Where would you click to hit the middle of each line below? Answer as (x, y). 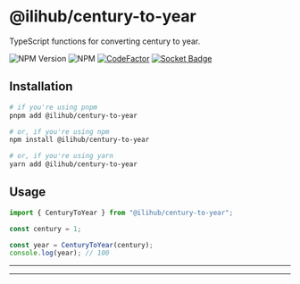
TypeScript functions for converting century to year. (105, 41)
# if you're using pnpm (54, 107)
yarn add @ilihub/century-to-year (74, 164)
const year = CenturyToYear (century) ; (81, 245)
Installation (41, 87)
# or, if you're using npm (59, 131)
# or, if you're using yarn (62, 156)
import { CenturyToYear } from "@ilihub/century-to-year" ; (121, 213)
